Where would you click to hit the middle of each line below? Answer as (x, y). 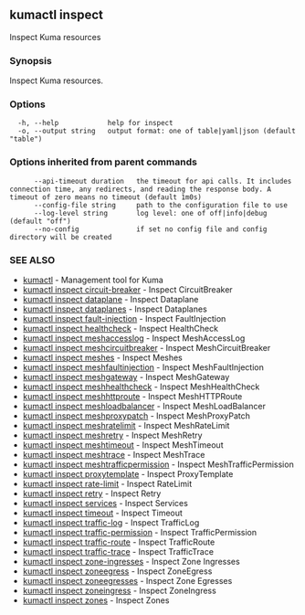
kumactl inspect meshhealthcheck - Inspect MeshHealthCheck (141, 387)
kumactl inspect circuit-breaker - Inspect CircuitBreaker (127, 290)
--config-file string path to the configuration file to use (160, 205)
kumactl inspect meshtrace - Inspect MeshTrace (114, 455)
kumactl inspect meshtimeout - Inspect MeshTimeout (123, 445)
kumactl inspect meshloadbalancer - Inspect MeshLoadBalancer (144, 406)
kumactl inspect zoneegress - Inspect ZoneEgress (117, 571)
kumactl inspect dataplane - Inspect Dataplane (110, 299)
